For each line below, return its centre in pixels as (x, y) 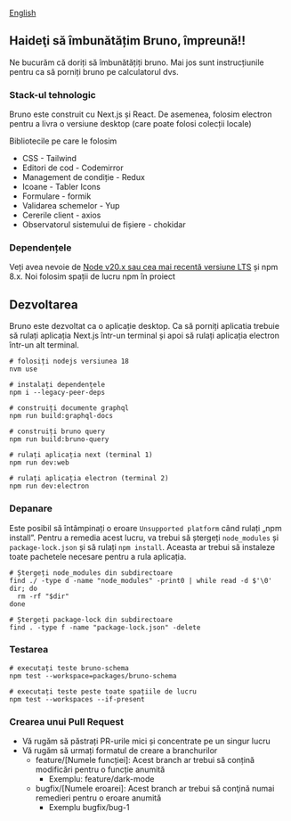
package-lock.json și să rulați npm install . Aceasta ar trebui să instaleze (142, 546)
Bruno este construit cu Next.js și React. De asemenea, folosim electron (141, 114)
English (23, 13)
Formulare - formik (57, 196)
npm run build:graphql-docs (61, 416)
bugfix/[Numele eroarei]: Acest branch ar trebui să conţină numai (155, 789)
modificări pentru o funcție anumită (100, 769)
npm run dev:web (39, 463)
